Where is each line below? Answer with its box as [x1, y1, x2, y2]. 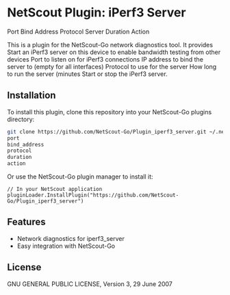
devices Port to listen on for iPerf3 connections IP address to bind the [7, 55, 204, 63]
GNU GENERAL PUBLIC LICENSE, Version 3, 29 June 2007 [7, 279, 173, 288]
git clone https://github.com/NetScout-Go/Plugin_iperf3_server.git [7, 128, 207, 135]
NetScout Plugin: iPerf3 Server [7, 5, 186, 21]
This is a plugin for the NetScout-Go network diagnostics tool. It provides [7, 40, 214, 49]
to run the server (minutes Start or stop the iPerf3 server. [7, 70, 168, 78]
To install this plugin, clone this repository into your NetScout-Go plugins [7, 107, 212, 116]
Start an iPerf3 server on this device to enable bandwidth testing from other [7, 48, 221, 56]
